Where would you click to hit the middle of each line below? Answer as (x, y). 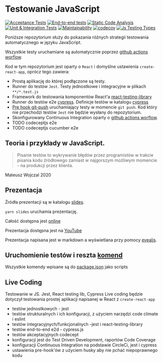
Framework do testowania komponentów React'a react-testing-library (82, 97)
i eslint (19, 319)
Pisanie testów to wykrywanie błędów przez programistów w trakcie (85, 155)
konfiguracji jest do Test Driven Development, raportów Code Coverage (84, 340)
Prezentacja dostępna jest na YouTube (44, 230)
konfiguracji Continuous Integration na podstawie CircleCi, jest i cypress (84, 345)
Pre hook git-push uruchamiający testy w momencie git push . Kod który (84, 107)
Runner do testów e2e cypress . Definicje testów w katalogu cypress (80, 102)
